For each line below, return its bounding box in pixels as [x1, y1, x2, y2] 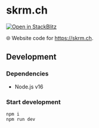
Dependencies [6, 70, 49, 78]
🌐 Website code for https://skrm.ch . [6, 34, 94, 41]
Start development [6, 98, 61, 106]
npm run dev [6, 116, 35, 122]
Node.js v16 [14, 83, 44, 90]
